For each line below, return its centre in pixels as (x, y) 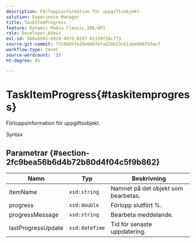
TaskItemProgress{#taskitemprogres (98, 95)
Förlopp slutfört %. (136, 206)
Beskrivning (149, 179)
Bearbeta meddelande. (142, 215)
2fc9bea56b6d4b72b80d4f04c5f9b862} (83, 162)
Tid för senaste (131, 224)
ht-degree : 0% (23, 60)
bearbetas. (125, 196)
